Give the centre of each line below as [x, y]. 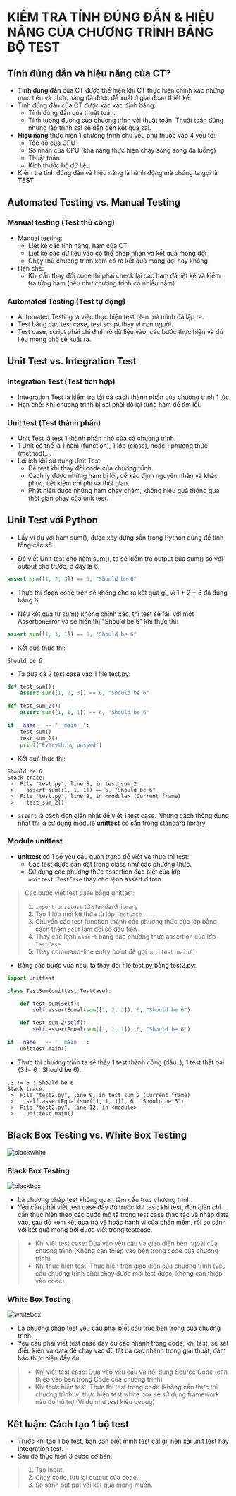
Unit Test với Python [53, 520]
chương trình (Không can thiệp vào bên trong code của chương [126, 1251]
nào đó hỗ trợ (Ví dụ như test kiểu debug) [95, 1402]
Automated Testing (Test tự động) [67, 301]
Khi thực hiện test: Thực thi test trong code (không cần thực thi [126, 1387]
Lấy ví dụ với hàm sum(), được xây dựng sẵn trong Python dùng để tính [120, 537]
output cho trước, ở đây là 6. [58, 566]
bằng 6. [29, 600]
